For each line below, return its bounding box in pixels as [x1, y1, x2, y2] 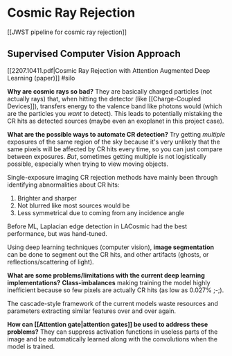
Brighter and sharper [17, 194, 78, 202]
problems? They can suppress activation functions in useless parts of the [7, 328, 218, 336]
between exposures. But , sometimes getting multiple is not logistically [7, 152, 206, 160]
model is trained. [7, 342, 55, 350]
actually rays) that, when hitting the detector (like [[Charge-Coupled [7, 94, 201, 103]
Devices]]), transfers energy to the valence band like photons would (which [7, 102, 222, 110]
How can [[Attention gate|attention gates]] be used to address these [7, 320, 208, 328]
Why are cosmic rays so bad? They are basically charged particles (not [7, 87, 213, 95]
